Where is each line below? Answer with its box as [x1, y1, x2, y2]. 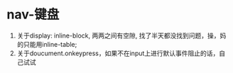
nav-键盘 [6, 6, 60, 23]
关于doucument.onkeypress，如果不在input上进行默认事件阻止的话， [16, 49, 220, 57]
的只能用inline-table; [16, 40, 77, 48]
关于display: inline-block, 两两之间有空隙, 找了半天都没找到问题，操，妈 [16, 31, 227, 40]
